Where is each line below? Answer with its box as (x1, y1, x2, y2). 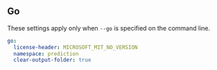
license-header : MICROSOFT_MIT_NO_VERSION (13, 44, 138, 51)
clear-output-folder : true (13, 57, 92, 64)
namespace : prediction (13, 50, 79, 58)
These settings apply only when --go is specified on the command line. (7, 24, 210, 32)
